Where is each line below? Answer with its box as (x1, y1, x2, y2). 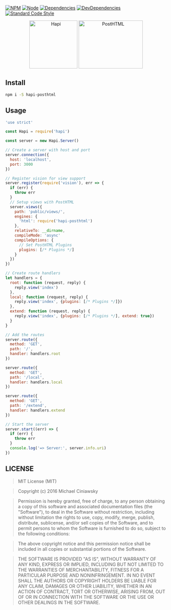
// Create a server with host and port (5, 147, 91, 153)
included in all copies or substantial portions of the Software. (17, 546, 146, 552)
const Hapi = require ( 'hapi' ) (5, 129, 70, 134)
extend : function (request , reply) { (10, 309, 91, 314)
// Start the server (5, 422, 50, 427)
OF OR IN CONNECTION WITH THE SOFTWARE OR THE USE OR (17, 594, 154, 600)
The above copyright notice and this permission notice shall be (17, 540, 151, 547)
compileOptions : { (14, 237, 54, 243)
